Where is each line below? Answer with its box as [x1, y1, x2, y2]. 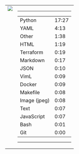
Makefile [20, 89, 40, 96]
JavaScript [20, 113, 45, 120]
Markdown [20, 57, 45, 64]
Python [20, 17, 37, 24]
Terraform [20, 49, 43, 56]
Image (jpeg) [20, 97, 50, 104]
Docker [20, 81, 37, 88]
